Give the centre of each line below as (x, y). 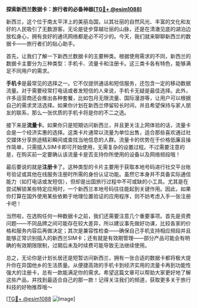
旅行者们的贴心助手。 (52, 44)
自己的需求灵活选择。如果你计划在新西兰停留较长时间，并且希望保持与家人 (96, 105)
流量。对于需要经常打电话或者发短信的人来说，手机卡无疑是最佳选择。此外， (98, 91)
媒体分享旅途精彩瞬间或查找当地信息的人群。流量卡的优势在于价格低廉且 (98, 140)
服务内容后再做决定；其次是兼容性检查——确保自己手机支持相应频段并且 (103, 231)
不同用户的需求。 (32, 71)
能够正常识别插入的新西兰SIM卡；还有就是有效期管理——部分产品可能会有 (96, 238)
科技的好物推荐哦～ (29, 287)
